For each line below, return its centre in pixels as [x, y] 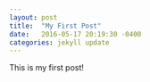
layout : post [33, 17]
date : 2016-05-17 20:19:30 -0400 [75, 34]
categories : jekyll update [59, 42]
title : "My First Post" [55, 26]
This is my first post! [47, 68]
